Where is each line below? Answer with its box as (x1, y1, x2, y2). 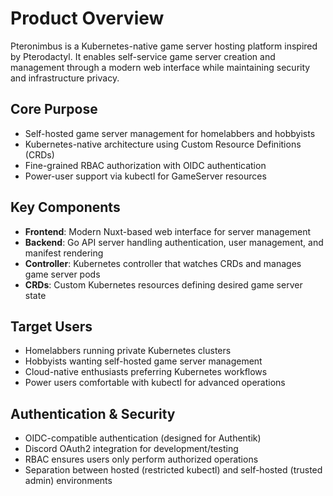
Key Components (10, 199, 121, 216)
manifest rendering (24, 247, 104, 259)
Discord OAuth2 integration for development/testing (24, 443, 239, 455)
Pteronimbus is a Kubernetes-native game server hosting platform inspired (10, 40, 318, 52)
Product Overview (10, 7, 165, 30)
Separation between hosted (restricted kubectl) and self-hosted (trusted (24, 464, 323, 476)
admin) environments (24, 475, 113, 487)
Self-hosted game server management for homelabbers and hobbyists (24, 127, 316, 139)
